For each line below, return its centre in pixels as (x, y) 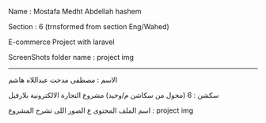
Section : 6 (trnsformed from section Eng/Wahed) (89, 26)
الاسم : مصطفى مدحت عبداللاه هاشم (63, 80)
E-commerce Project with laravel (61, 42)
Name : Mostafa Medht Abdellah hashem (75, 11)
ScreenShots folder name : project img (71, 57)
